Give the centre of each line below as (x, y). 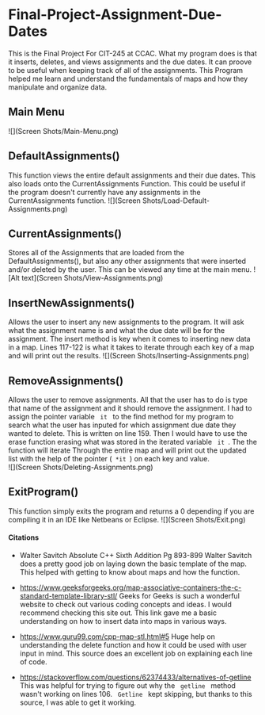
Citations (24, 537)
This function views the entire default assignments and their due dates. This (132, 175)
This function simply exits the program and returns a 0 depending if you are (131, 511)
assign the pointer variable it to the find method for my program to (121, 417)
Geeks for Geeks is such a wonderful (179, 596)
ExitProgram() (44, 492)
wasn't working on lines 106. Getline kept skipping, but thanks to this (136, 694)
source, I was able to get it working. (78, 702)
